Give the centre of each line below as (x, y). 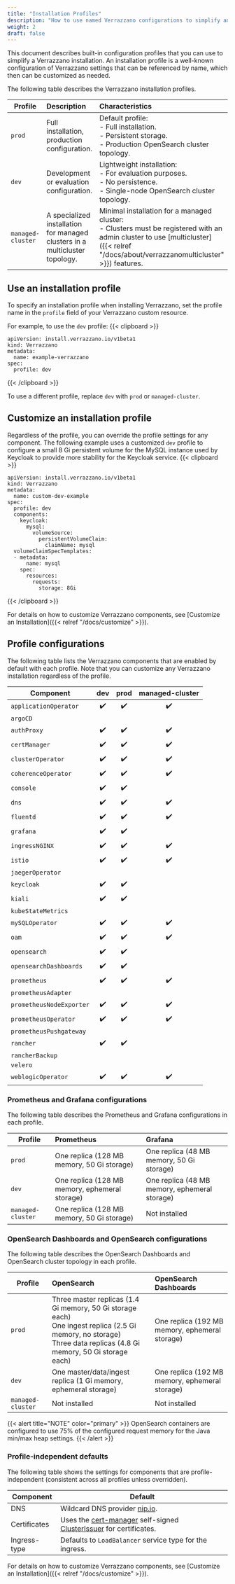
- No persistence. (128, 182)
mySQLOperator (34, 923)
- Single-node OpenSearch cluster (157, 191)
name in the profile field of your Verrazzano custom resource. (98, 313)
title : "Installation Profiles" (54, 14)
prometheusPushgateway (48, 1031)
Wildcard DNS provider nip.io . (109, 1508)
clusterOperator (38, 759)
